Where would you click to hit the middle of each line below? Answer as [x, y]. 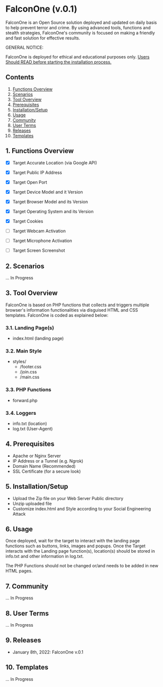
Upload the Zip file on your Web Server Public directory [68, 498]
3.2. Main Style [24, 351]
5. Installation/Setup [37, 487]
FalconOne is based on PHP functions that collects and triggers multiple [77, 305]
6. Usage [19, 529]
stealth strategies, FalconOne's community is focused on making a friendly [80, 33]
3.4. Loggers [21, 413]
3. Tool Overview [32, 293]
